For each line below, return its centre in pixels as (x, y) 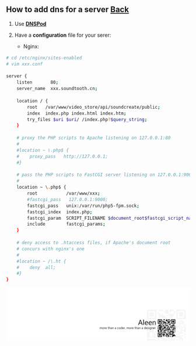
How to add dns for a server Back (68, 10)
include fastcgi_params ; (66, 224)
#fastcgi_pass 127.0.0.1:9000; (68, 199)
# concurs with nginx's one (50, 249)
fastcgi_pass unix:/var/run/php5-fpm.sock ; (83, 206)
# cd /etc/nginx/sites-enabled (44, 58)
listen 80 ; (38, 82)
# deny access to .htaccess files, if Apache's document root (94, 243)
